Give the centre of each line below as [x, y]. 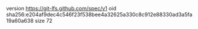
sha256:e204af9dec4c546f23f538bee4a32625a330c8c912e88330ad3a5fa [99, 14]
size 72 [44, 21]
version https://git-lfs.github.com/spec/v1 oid [61, 8]
